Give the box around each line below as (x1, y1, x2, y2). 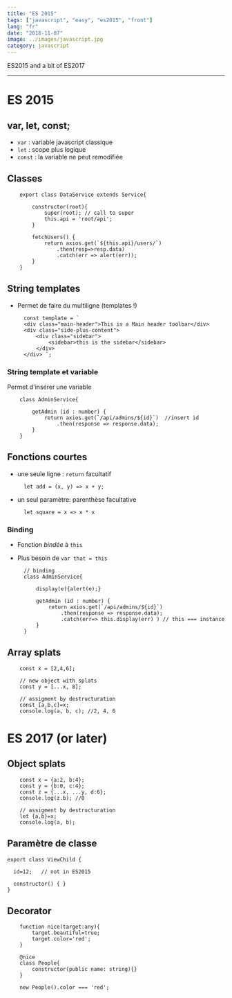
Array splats (7, 647, 61, 658)
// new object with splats (19, 677, 97, 684)
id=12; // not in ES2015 (13, 868, 91, 875)
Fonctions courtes (7, 451, 88, 463)
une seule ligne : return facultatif (17, 469, 112, 478)
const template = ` (23, 315, 79, 322)
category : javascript (7, 42, 70, 49)
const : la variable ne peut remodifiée (17, 153, 123, 161)
